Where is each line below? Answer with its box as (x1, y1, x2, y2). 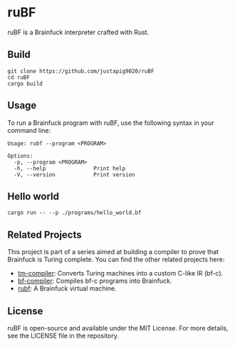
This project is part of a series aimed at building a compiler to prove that (7, 248, 219, 256)
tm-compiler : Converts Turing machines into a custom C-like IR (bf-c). (17, 269, 224, 278)
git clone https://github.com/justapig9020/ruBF (7, 67, 155, 75)
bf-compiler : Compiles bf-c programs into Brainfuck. (17, 276, 172, 286)
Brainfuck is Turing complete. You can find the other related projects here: (7, 255, 225, 264)
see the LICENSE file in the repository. (7, 331, 119, 340)
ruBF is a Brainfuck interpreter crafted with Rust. (7, 28, 150, 36)
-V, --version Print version (14, 171, 135, 178)
